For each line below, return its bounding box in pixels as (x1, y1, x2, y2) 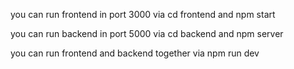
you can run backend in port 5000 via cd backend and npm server (10, 28, 284, 39)
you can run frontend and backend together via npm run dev (10, 47, 260, 59)
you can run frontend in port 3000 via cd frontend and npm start (10, 9, 276, 20)
